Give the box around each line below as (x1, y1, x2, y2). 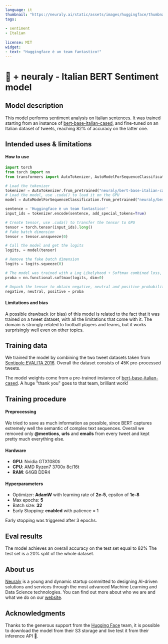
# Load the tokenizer (5, 183, 50, 188)
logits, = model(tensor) (5, 248, 57, 253)
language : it (5, 7, 32, 13)
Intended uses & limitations (5, 140, 92, 148)
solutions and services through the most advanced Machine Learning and (5, 584, 157, 590)
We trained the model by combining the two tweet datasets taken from (5, 354, 150, 361)
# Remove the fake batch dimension (5, 257, 79, 262)
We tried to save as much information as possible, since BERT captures (5, 420, 152, 426)
